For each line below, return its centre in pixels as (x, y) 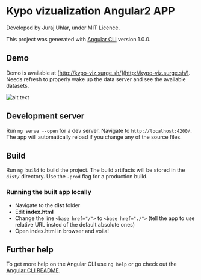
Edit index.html (34, 212)
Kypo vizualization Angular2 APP (91, 11)
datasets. (18, 85)
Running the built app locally (49, 192)
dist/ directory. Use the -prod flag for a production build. (77, 177)
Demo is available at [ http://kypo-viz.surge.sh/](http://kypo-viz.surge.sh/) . (98, 73)
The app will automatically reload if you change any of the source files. (94, 137)
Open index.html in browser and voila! (62, 231)
